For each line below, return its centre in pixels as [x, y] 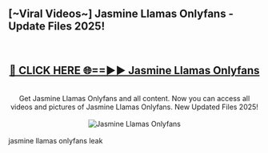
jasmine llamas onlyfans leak [56, 140]
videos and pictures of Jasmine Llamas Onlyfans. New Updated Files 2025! [134, 107]
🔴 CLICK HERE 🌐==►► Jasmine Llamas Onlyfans [134, 71]
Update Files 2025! [57, 27]
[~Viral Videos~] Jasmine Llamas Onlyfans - [121, 14]
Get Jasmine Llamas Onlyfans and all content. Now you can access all [134, 98]
